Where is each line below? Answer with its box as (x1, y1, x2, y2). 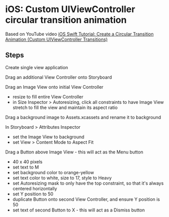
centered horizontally (12, 185, 57, 191)
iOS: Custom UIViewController (5, 4, 136, 15)
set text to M (12, 164, 39, 170)
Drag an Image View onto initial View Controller (5, 84, 104, 90)
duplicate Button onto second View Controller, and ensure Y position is (12, 196, 160, 202)
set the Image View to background (12, 134, 85, 140)
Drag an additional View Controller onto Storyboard (5, 74, 112, 80)
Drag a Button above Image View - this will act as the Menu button (5, 149, 143, 155)
